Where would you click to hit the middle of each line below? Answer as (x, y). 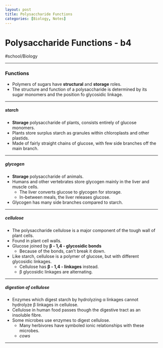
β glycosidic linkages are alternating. (56, 271)
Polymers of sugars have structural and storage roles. (67, 84)
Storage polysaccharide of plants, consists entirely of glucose (74, 122)
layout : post (18, 10)
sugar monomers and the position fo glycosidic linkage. (67, 94)
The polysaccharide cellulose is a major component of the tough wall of (84, 230)
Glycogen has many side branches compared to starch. (67, 202)
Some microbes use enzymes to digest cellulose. (61, 320)
